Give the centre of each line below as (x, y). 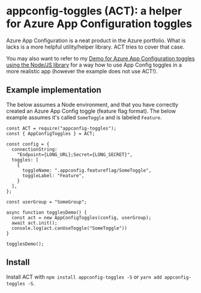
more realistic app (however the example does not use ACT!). (82, 71)
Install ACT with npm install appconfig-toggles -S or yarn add (84, 277)
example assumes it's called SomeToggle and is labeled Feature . (84, 117)
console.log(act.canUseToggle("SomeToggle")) (70, 228)
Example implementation (54, 90)
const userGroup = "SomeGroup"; (46, 202)
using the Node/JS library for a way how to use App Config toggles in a (94, 65)
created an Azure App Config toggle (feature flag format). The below (91, 111)
